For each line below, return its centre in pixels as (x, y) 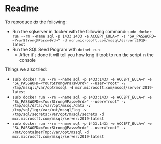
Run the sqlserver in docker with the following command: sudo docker (82, 31)
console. (28, 60)
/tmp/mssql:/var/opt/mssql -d (43, 88)
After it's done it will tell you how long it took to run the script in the (87, 55)
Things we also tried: (26, 69)
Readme (22, 9)
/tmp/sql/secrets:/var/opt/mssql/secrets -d (58, 114)
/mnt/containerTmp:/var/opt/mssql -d (50, 132)
